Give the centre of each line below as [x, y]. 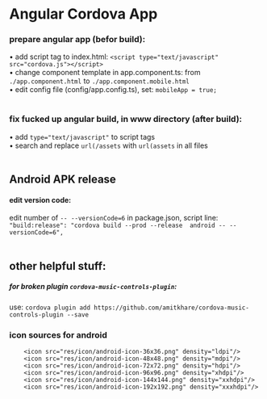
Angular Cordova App [83, 14]
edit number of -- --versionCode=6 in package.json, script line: [114, 218]
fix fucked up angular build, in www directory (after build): [126, 120]
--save [78, 315]
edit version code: [40, 199]
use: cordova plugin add [50, 307]
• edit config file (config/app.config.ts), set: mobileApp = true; [113, 90]
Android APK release [63, 180]
